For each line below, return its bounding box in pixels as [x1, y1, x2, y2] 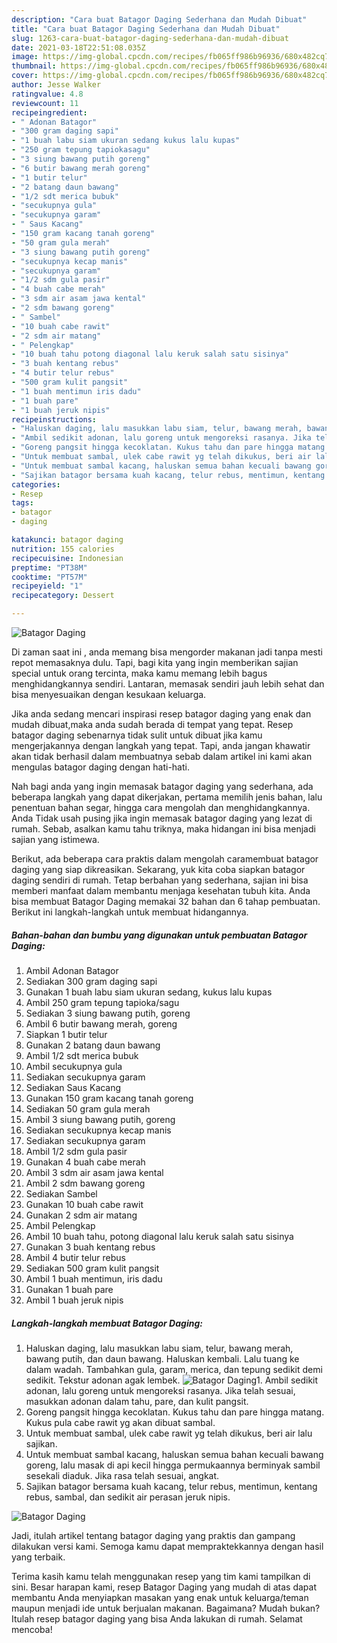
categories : [11, 479, 61, 490]
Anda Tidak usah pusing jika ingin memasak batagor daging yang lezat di [11, 812, 313, 824]
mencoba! [11, 1623, 53, 1635]
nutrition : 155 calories [11, 544, 115, 554]
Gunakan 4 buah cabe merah [25, 1156, 146, 1168]
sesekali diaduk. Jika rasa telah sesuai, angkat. [25, 1469, 220, 1481]
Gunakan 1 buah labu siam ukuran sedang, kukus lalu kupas [25, 986, 273, 998]
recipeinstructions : [11, 414, 98, 425]
